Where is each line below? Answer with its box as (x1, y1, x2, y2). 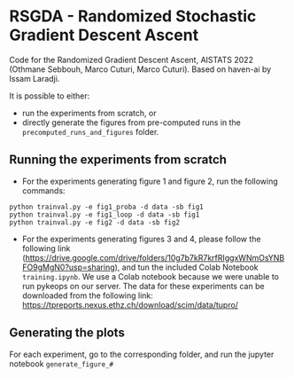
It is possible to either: (9, 91, 90, 101)
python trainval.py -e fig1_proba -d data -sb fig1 (9, 202, 204, 211)
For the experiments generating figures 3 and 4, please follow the (21, 233, 261, 244)
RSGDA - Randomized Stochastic (9, 6, 257, 27)
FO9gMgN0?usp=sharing (21, 262, 115, 272)
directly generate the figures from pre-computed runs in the (21, 117, 241, 128)
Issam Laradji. (9, 73, 60, 83)
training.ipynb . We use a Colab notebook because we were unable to (21, 271, 280, 281)
